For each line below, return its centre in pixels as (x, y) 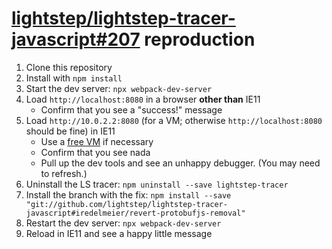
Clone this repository (69, 67)
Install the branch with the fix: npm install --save (128, 194)
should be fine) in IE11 (70, 131)
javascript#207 (76, 39)
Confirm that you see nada (95, 152)
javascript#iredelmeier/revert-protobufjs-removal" (135, 213)
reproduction (200, 39)
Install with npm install (74, 78)
